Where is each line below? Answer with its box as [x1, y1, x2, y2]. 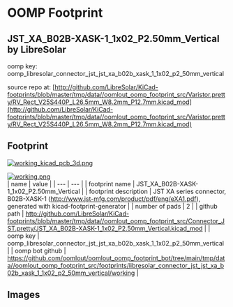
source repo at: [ [7, 83, 55, 91]
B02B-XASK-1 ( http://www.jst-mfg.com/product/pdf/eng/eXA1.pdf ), [7, 194, 201, 203]
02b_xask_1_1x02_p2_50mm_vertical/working [7, 269, 135, 277]
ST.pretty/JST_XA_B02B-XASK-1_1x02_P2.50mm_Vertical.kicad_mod [7, 224, 203, 232]
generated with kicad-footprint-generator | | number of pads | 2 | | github [7, 202, 218, 210]
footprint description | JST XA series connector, [89, 187, 227, 195]
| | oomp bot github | [7, 246, 66, 255]
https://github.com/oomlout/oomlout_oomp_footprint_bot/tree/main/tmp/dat [7, 253, 225, 262]
